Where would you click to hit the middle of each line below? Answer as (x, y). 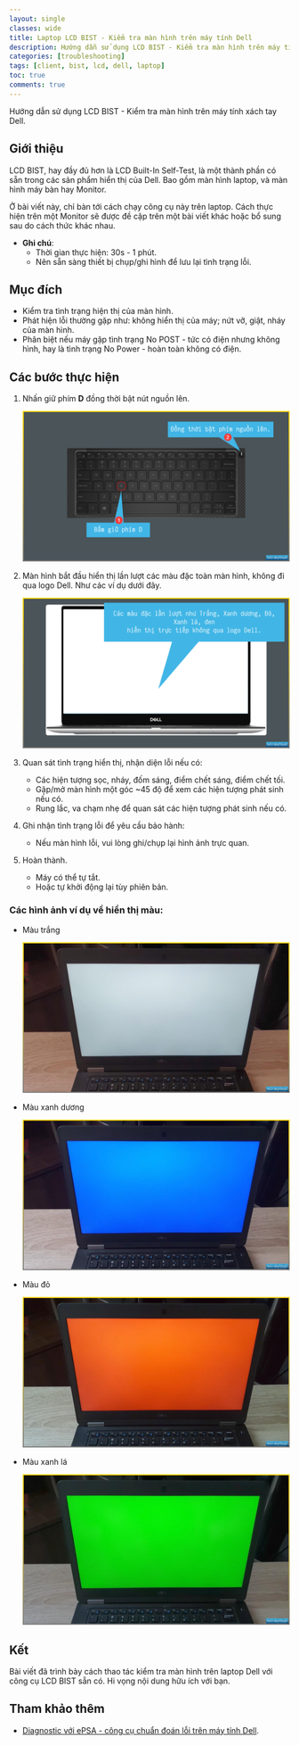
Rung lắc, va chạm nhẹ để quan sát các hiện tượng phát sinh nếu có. (161, 808)
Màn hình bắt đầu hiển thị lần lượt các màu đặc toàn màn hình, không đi (153, 576)
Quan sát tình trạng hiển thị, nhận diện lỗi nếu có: (112, 763)
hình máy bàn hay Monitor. (58, 189)
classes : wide (36, 28)
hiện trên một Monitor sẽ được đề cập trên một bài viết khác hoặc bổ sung (145, 216)
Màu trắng (41, 930)
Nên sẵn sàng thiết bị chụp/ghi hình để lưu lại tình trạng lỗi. (143, 261)
